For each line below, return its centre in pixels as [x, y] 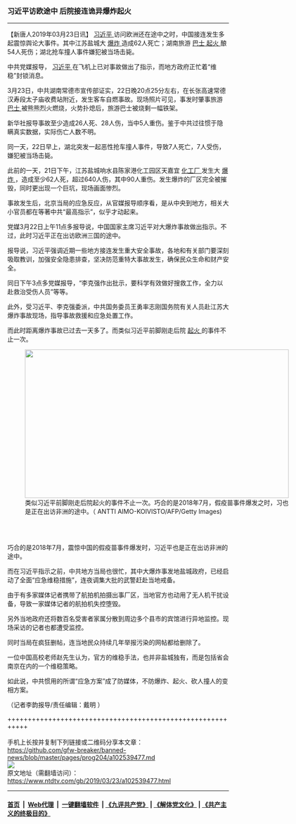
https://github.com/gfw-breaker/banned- [67, 750]
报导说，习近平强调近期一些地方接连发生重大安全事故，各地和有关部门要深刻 [118, 250]
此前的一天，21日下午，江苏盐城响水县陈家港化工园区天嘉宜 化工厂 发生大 [114, 171]
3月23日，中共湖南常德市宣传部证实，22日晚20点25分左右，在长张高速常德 [117, 91]
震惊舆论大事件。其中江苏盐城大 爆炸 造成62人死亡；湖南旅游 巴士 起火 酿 [120, 43]
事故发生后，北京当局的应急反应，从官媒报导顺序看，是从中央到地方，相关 [115, 203]
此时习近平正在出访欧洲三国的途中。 [72, 236]
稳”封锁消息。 [27, 76]
